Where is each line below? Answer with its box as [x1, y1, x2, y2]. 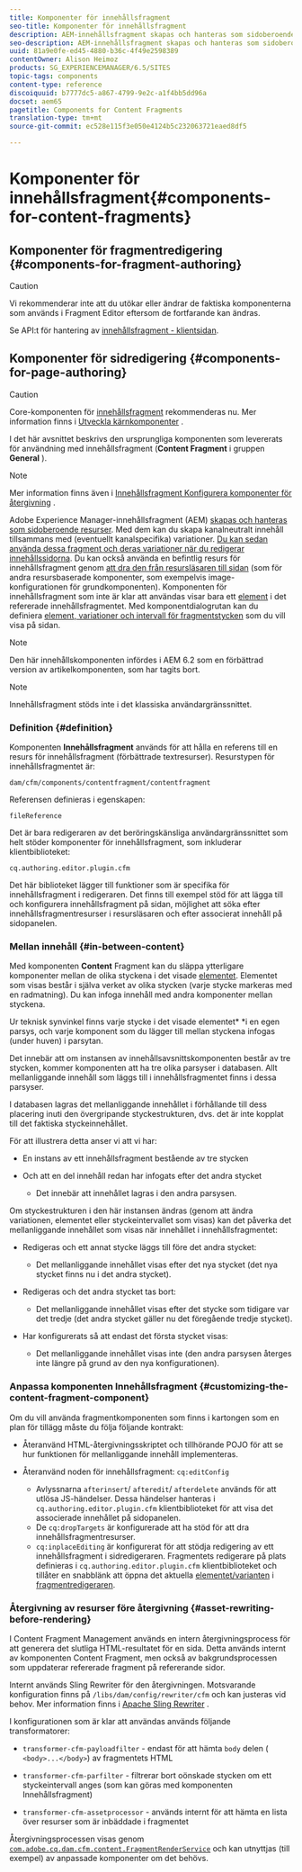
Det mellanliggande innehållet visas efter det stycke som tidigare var [35, 1304, 289, 1315]
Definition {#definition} [9, 721, 114, 733]
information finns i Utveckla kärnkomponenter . [9, 416, 184, 427]
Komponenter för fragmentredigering [9, 242, 223, 257]
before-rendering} [9, 1613, 92, 1625]
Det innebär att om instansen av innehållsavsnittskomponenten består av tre [9, 1053, 291, 1064]
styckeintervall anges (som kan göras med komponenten [22, 1779, 234, 1790]
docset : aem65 [9, 96, 63, 106]
